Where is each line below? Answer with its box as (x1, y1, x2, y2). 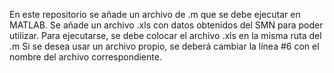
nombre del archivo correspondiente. (9, 51, 162, 63)
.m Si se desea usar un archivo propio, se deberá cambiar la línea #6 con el (9, 40, 320, 52)
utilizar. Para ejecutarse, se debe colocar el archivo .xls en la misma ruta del (9, 30, 322, 41)
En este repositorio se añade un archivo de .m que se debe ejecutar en (9, 9, 301, 20)
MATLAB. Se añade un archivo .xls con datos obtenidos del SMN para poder (9, 19, 324, 31)
